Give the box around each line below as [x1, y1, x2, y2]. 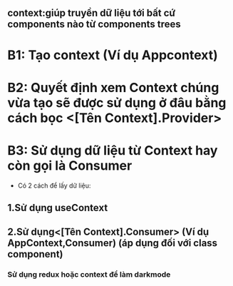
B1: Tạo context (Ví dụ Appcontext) [7, 47, 219, 63]
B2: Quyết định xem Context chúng [7, 79, 219, 96]
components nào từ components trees [7, 19, 182, 31]
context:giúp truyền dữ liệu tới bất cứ [7, 7, 176, 19]
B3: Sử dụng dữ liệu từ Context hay [7, 142, 218, 158]
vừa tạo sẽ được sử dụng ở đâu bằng [7, 94, 227, 111]
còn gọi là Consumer [7, 158, 133, 173]
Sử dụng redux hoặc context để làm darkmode [7, 270, 171, 280]
